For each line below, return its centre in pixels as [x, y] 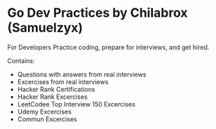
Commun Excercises [47, 119]
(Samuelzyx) [45, 28]
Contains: [21, 60]
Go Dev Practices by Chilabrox [97, 13]
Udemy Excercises [45, 111]
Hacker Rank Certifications [56, 89]
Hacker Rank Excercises [52, 97]
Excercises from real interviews [63, 81]
